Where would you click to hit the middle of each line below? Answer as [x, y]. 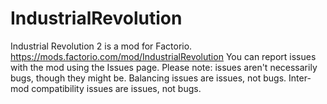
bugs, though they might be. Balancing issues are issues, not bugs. [148, 78]
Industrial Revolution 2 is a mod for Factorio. [101, 46]
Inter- [300, 78]
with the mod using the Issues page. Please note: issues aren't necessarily [164, 67]
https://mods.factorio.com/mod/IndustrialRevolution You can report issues [163, 56]
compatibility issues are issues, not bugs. [116, 88]
